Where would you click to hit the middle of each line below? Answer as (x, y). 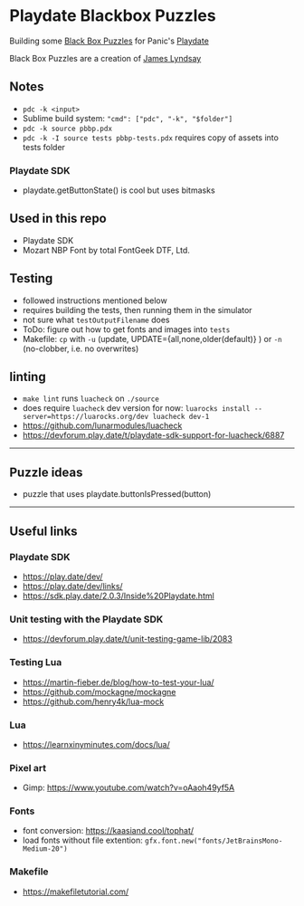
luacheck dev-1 (181, 417)
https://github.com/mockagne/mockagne (99, 691)
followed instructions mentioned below (95, 300)
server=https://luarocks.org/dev (85, 417)
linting (28, 377)
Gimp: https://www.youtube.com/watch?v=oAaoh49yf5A (128, 787)
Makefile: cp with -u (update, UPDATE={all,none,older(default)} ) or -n (152, 339)
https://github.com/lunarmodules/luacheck (102, 425)
